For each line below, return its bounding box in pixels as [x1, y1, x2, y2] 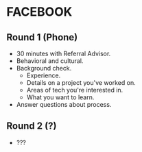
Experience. [26, 71, 61, 79]
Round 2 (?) [6, 121, 57, 132]
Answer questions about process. [16, 101, 112, 108]
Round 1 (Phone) [6, 31, 78, 43]
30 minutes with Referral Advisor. [16, 49, 111, 58]
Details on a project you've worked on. [26, 79, 136, 86]
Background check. [16, 64, 72, 72]
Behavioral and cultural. [16, 57, 84, 65]
